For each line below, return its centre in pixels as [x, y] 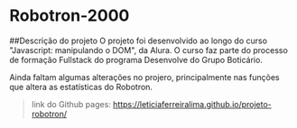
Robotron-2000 [70, 16]
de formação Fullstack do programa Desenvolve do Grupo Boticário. [136, 59]
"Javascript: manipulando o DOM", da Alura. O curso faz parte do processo [149, 50]
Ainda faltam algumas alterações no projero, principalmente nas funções [144, 77]
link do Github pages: [71, 104]
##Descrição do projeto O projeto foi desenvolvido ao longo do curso [139, 41]
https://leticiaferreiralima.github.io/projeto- [192, 104]
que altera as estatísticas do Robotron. [81, 87]
